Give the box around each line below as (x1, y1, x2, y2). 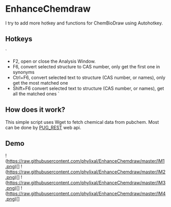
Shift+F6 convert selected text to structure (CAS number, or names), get (12, 85, 164, 91)
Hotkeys (5, 35, 33, 43)
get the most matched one (12, 80, 68, 86)
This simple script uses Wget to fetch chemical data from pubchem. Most (5, 119, 159, 125)
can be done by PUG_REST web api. (5, 124, 81, 131)
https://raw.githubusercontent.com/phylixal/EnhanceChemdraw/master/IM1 (7, 158, 165, 164)
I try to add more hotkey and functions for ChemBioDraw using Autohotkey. (5, 20, 163, 26)
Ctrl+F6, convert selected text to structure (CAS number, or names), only (12, 74, 165, 81)
